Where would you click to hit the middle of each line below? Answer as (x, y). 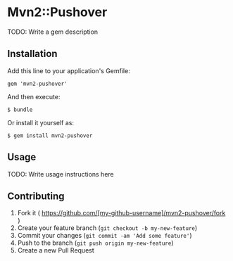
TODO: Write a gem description (53, 32)
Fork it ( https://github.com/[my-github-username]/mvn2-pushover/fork (121, 213)
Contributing (36, 196)
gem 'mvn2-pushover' (38, 84)
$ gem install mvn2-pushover (50, 135)
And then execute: (34, 96)
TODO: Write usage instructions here (61, 174)
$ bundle (20, 110)
